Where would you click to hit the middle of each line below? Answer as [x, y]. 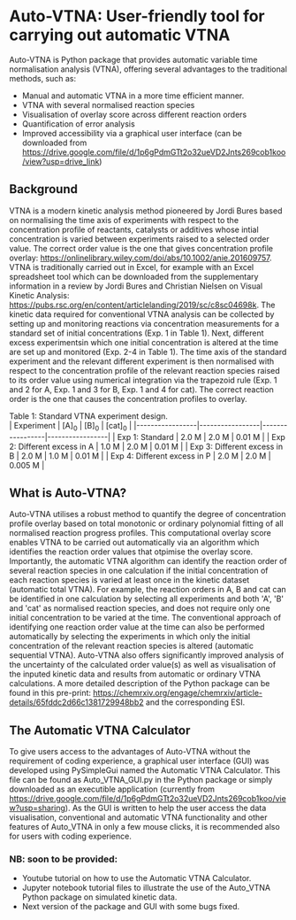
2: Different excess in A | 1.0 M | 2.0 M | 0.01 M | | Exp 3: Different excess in [146, 446]
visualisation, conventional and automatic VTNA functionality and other [138, 817]
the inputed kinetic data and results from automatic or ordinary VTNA [135, 674]
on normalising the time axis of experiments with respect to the [124, 220]
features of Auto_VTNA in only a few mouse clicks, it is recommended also [144, 827]
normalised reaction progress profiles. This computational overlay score [140, 533]
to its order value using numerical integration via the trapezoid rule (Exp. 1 [143, 380]
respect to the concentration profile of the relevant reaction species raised [144, 370]
